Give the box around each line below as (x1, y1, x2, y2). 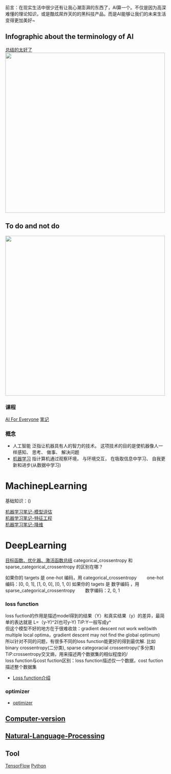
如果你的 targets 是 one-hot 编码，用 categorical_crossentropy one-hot (5, 575, 164, 581)
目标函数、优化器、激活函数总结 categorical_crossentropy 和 (5, 557, 133, 564)
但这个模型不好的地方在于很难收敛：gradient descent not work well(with (5, 626, 157, 632)
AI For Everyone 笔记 (5, 416, 50, 422)
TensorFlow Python (5, 763, 46, 769)
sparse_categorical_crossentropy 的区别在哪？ (5, 564, 104, 570)
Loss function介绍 (12, 675, 51, 681)
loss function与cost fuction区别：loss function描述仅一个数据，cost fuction (5, 657, 163, 664)
